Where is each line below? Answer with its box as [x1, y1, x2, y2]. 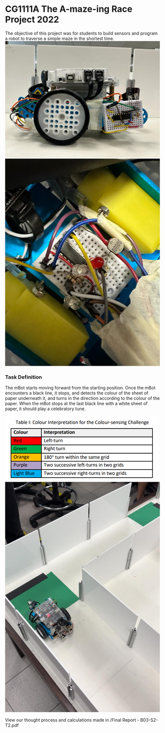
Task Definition [5, 374, 42, 381]
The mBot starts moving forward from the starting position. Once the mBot [5, 385, 156, 391]
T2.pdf [5, 722, 19, 729]
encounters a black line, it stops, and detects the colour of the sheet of [5, 390, 149, 396]
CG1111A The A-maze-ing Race [5, 3, 133, 15]
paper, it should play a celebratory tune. [5, 406, 86, 412]
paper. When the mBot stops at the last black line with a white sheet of [5, 401, 148, 407]
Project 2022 [5, 14, 59, 25]
